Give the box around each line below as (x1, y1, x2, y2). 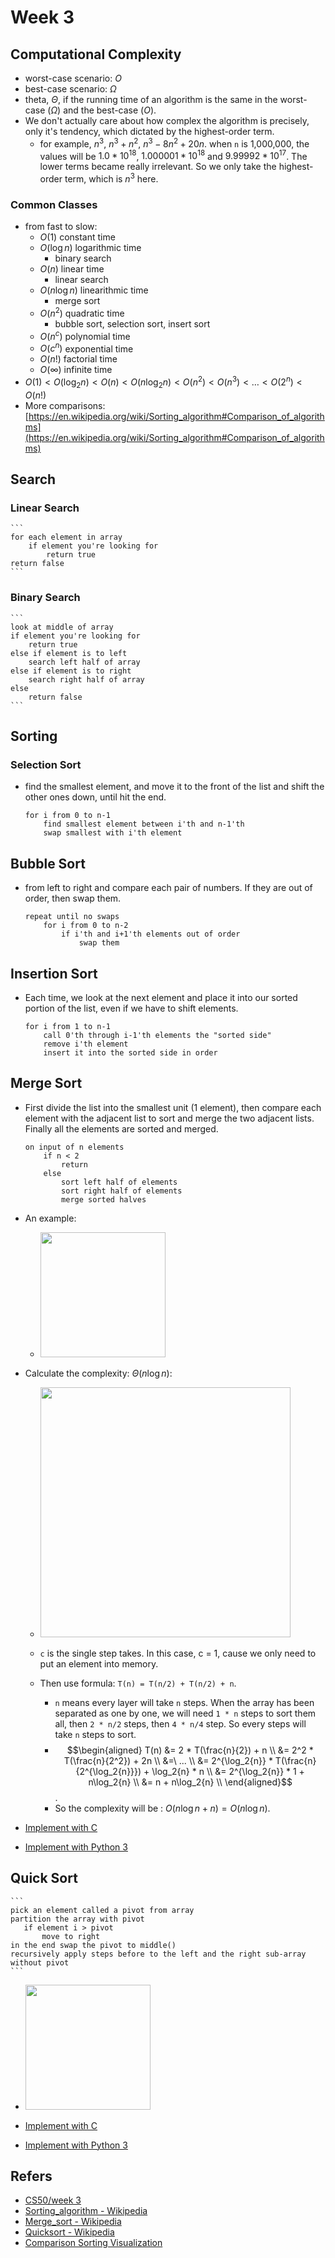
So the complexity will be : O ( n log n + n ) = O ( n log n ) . (54, 1802, 271, 1814)
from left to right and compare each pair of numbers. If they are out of (24, 882, 313, 894)
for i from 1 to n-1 (24, 1021, 111, 1031)
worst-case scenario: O (24, 72, 122, 84)
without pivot (10, 1957, 70, 1968)
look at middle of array (10, 622, 114, 632)
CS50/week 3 (24, 2194, 82, 2206)
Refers (10, 2168, 53, 2185)
